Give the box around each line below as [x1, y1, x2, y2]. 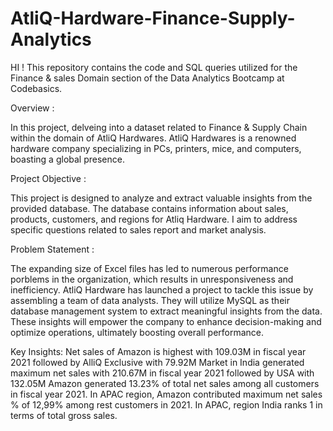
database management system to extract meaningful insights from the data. [10, 305, 323, 317]
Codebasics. [10, 82, 63, 94]
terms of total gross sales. [10, 409, 118, 421]
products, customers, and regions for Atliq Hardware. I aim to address [10, 213, 298, 225]
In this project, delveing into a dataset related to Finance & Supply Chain [10, 121, 308, 133]
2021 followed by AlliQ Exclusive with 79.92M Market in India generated [10, 356, 305, 368]
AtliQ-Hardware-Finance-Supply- [10, 7, 296, 30]
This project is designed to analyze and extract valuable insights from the [10, 192, 313, 204]
